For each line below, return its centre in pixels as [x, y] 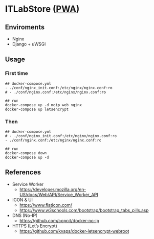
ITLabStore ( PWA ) [42, 9]
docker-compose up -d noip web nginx [44, 105]
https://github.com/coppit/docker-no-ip [59, 220]
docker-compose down [26, 153]
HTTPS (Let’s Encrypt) [35, 226]
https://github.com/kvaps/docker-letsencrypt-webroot [74, 231]
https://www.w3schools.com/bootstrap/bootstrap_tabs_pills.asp [84, 210]
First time [17, 73]
